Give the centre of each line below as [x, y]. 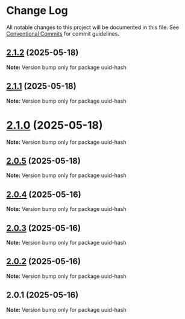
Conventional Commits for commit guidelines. [63, 33]
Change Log [37, 11]
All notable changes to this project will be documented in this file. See [93, 27]
